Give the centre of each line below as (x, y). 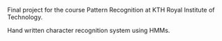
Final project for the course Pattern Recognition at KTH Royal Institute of (111, 10)
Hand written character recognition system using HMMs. (89, 30)
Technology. (25, 17)
